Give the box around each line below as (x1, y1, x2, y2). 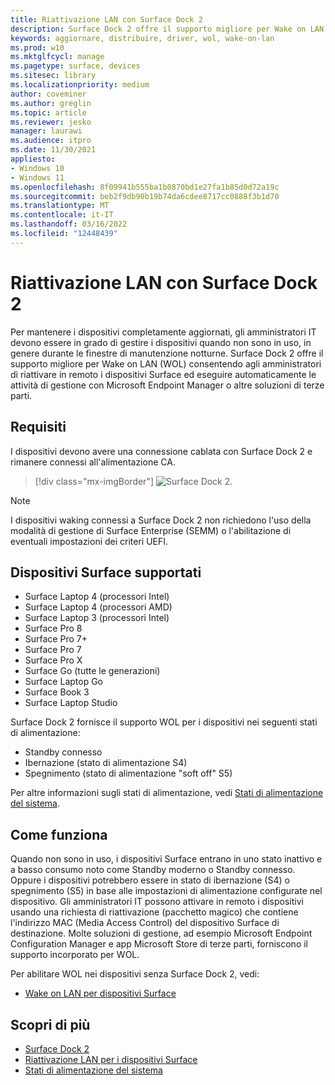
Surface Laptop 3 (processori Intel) (24, 612, 170, 624)
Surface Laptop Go (24, 676, 104, 688)
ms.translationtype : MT (10, 201, 110, 211)
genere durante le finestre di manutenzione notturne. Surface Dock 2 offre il (10, 347, 324, 359)
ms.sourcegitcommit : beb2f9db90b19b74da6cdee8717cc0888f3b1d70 (10, 191, 280, 201)
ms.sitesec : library (10, 71, 97, 81)
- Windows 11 (10, 172, 65, 183)
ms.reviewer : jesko (10, 117, 92, 127)
